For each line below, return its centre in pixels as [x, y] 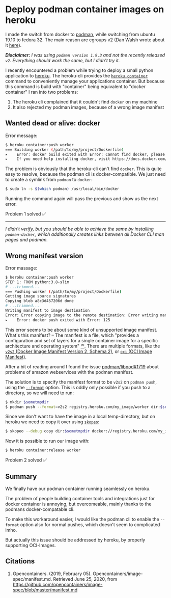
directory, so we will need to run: [40, 393]
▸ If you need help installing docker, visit [58, 159]
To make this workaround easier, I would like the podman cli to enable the [82, 519]
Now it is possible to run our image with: [48, 441]
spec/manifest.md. [32, 579]
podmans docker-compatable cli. [40, 509]
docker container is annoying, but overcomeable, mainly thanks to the [78, 504]
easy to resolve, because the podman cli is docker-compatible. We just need [85, 174]
